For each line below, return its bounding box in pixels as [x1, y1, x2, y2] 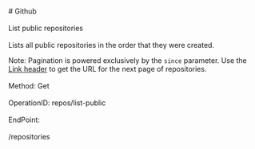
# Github [8, 6, 38, 16]
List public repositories [8, 23, 84, 33]
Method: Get [8, 81, 50, 90]
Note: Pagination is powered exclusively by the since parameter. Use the [8, 56, 247, 65]
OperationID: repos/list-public [8, 98, 106, 108]
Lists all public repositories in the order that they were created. [8, 41, 214, 49]
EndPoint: [8, 115, 40, 124]
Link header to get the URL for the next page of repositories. [8, 65, 207, 73]
